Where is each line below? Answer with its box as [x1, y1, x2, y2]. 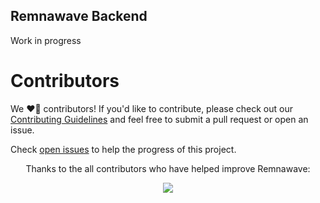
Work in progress [10, 34, 82, 46]
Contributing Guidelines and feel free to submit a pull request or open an [10, 113, 309, 125]
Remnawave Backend [10, 8, 148, 25]
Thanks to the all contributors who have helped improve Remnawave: [25, 162, 311, 174]
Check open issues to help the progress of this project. [10, 143, 237, 155]
